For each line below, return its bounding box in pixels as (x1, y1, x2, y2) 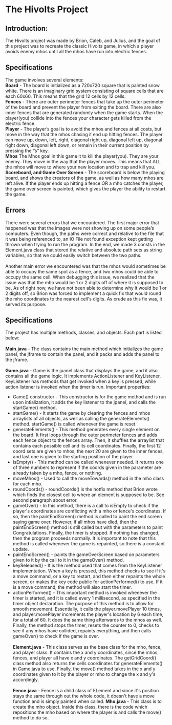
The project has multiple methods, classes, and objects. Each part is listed (5, 329, 162, 336)
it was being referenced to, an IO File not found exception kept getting (5, 236, 153, 242)
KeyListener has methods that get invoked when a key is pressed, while (5, 378, 156, 385)
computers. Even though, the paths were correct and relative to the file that (5, 230, 164, 237)
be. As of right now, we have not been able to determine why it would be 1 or (5, 285, 167, 291)
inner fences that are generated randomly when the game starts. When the (5, 109, 163, 116)
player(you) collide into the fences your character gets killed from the (5, 115, 152, 121)
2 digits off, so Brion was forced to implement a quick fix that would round (5, 290, 161, 296)
